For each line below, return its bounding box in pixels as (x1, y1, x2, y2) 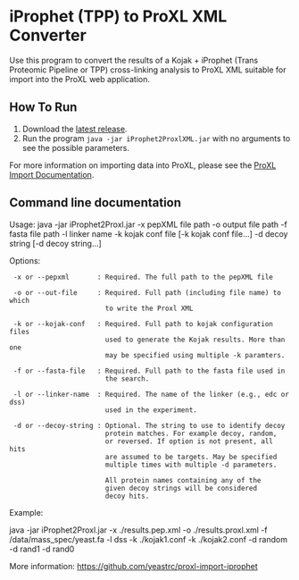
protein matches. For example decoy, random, (104, 429, 278, 438)
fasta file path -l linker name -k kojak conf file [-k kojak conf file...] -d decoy (9, 228, 288, 239)
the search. (104, 374, 150, 383)
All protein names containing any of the (104, 475, 262, 484)
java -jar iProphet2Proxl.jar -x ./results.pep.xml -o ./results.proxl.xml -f (9, 525, 268, 535)
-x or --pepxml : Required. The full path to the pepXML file (12, 273, 274, 282)
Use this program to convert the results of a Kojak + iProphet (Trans (9, 55, 259, 65)
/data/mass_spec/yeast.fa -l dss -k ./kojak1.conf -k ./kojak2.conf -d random (9, 534, 288, 544)
